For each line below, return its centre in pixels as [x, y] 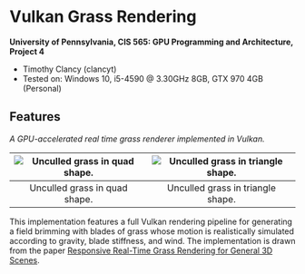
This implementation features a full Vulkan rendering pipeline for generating [151, 221]
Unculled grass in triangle [221, 188]
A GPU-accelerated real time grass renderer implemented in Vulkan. [137, 139]
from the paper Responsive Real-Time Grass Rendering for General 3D [141, 250]
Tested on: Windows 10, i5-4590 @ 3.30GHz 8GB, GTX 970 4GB [143, 78]
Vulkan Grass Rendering [103, 17]
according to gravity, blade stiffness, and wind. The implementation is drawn [152, 240]
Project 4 [27, 51]
